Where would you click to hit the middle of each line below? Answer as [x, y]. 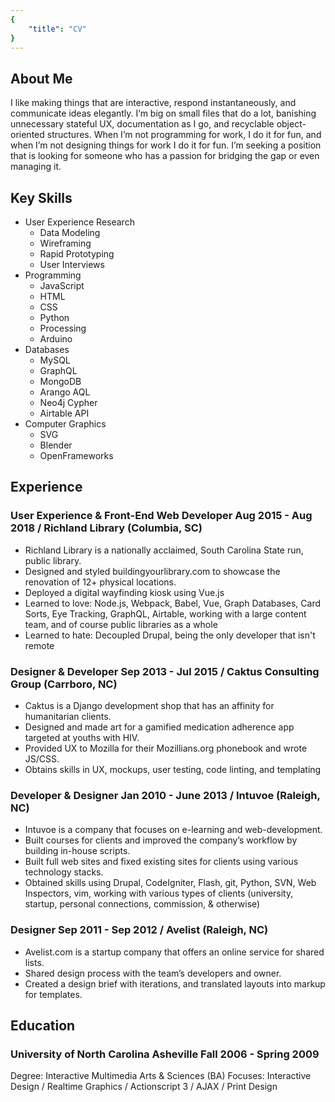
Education [43, 1025]
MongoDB [60, 381]
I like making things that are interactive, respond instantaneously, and [153, 103]
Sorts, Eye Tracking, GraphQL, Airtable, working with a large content [165, 613]
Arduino [56, 339]
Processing [63, 328]
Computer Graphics [65, 424]
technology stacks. [64, 872]
